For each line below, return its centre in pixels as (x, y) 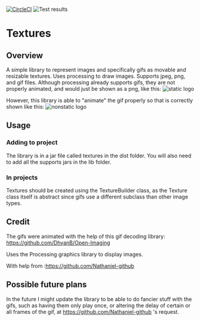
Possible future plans (47, 285)
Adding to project (32, 142)
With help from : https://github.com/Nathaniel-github (70, 265)
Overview (25, 55)
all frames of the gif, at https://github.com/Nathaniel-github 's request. (93, 311)
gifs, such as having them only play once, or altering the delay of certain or (99, 305)
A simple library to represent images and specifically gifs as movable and (96, 70)
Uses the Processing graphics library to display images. (75, 254)
